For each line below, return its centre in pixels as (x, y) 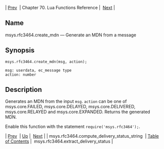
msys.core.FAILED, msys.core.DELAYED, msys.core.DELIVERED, (70, 107)
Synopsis (20, 50)
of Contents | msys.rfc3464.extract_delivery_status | (59, 141)
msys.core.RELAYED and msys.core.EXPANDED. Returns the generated (78, 112)
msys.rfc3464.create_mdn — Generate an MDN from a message (71, 35)
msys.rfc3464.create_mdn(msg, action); (46, 61)
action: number (21, 74)
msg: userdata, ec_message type (38, 70)
